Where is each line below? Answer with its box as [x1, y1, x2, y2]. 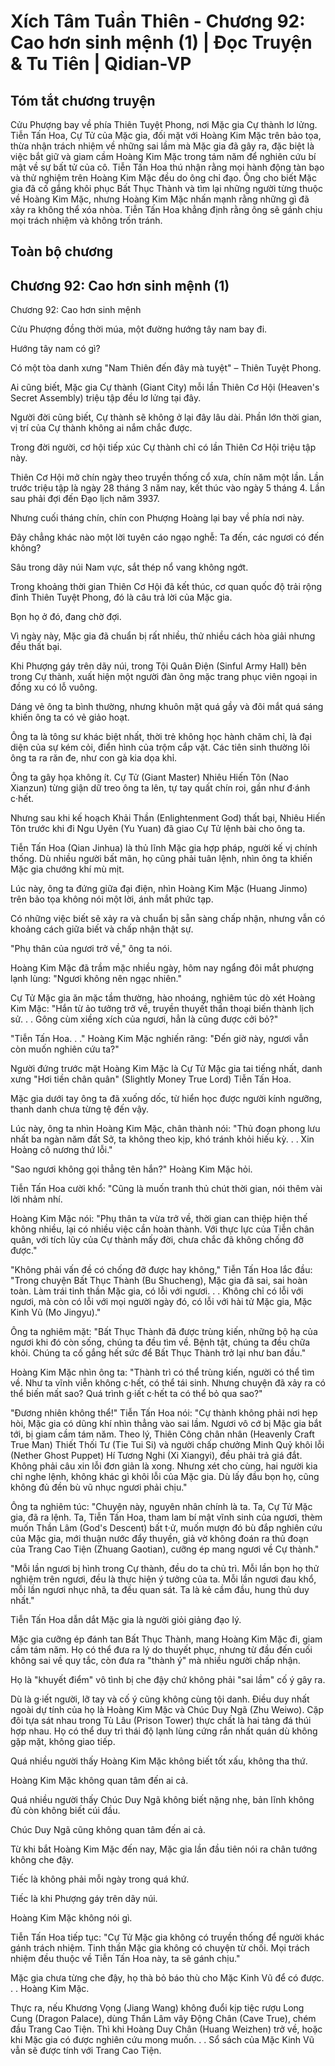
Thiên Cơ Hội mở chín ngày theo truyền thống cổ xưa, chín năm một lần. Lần [10, 471, 325, 484]
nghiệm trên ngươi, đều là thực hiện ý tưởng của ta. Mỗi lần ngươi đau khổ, [10, 1573, 317, 1585]
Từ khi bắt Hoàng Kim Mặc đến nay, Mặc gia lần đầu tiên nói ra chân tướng [10, 1843, 318, 1855]
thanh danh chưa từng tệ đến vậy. [10, 1103, 150, 1115]
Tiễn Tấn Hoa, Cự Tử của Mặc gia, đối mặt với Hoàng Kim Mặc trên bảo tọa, [10, 130, 322, 141]
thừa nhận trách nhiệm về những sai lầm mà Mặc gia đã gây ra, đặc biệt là [10, 140, 315, 152]
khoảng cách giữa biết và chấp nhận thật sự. [10, 923, 194, 935]
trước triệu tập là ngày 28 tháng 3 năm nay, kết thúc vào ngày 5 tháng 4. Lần [10, 482, 326, 494]
